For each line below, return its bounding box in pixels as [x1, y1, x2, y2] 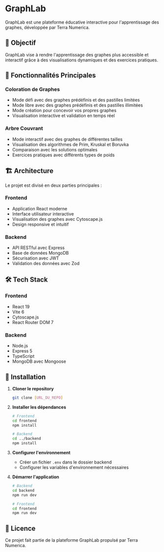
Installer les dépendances [12, 404, 66, 410]
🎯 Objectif [5, 39, 36, 47]
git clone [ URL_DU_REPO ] [12, 395, 63, 400]
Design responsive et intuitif [12, 221, 69, 227]
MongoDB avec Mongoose [12, 358, 66, 364]
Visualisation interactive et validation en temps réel [12, 113, 115, 118]
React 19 [12, 303, 30, 310]
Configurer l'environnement [12, 450, 71, 456]
